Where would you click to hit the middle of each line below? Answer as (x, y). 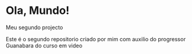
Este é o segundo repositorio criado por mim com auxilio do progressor (96, 39)
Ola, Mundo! (38, 11)
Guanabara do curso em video (44, 46)
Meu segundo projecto (35, 27)
